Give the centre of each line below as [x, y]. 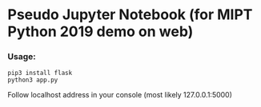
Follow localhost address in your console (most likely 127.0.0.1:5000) [120, 95]
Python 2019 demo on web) [100, 32]
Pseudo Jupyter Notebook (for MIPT [130, 15]
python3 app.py [33, 80]
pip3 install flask [40, 73]
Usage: [22, 57]
